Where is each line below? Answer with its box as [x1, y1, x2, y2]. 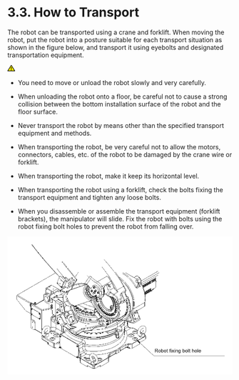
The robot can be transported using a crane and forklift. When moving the [7, 28, 225, 36]
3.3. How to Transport [7, 4, 140, 21]
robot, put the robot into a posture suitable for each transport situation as [7, 35, 223, 44]
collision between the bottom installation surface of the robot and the [17, 99, 221, 108]
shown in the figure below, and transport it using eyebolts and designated [7, 43, 224, 51]
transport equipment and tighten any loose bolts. [17, 193, 162, 201]
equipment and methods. [17, 129, 92, 137]
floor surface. [17, 107, 59, 116]
